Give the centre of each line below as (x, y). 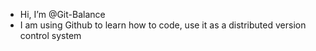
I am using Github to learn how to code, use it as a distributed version (163, 25)
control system (50, 35)
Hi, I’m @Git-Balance (62, 14)
